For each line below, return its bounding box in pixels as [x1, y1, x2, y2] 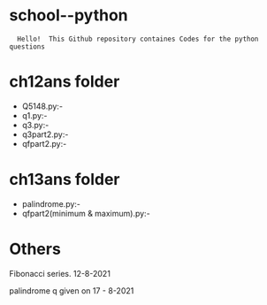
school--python [9, 5, 128, 26]
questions [9, 42, 46, 51]
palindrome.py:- [21, 198, 81, 209]
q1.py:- [21, 110, 48, 120]
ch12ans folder [9, 72, 120, 92]
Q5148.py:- [21, 101, 64, 111]
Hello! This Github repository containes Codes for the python [17, 34, 259, 43]
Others [9, 240, 62, 259]
